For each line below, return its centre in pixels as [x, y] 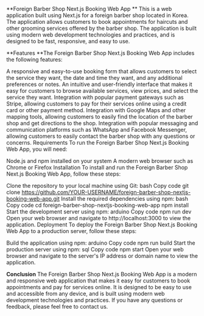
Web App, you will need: [37, 149]
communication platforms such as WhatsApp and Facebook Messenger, [97, 130]
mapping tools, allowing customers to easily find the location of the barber [100, 117]
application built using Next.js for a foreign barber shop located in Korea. [97, 15]
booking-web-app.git [33, 199]
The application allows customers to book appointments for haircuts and [97, 22]
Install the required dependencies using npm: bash [125, 199]
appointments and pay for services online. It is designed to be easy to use [99, 287]
